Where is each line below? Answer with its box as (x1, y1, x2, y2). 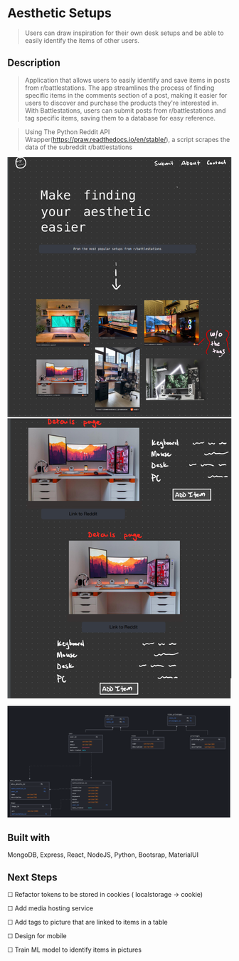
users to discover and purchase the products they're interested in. (24, 98, 219, 107)
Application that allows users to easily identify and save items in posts (24, 76, 230, 84)
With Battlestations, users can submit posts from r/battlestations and (24, 106, 226, 115)
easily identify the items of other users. (24, 36, 140, 44)
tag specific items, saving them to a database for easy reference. (24, 113, 216, 122)
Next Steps (7, 871, 58, 883)
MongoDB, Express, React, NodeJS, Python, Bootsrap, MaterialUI (7, 850, 199, 859)
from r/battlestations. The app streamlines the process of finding (24, 83, 215, 92)
